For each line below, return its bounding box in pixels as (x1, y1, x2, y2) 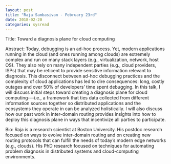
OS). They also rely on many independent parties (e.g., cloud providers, (5, 62, 156, 68)
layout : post (5, 7, 33, 13)
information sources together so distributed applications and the (5, 100, 141, 107)
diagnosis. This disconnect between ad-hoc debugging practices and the (5, 73, 160, 79)
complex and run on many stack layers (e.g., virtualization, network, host (5, 57, 159, 63)
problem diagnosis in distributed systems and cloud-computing (5, 148, 139, 154)
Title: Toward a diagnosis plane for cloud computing (5, 36, 115, 42)
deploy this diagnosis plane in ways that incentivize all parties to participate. (5, 116, 166, 123)
